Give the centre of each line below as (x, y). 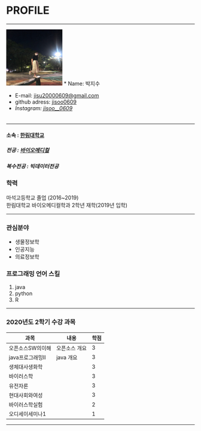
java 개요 (67, 357)
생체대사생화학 (26, 367)
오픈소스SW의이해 (30, 348)
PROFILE (28, 10)
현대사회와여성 (26, 395)
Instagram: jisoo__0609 (44, 108)
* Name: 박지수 (82, 83)
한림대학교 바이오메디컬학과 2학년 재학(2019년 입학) (67, 205)
